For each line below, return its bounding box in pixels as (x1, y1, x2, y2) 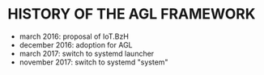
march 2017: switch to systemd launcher (19, 48, 155, 58)
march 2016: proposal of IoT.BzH (19, 31, 129, 41)
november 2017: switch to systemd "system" (19, 57, 168, 67)
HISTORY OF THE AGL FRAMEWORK (7, 5, 256, 23)
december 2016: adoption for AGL (19, 40, 133, 49)
